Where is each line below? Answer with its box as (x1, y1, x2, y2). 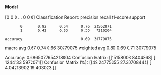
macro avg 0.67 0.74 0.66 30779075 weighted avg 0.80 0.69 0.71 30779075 (5, 45, 157, 51)
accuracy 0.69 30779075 (5, 37, 112, 42)
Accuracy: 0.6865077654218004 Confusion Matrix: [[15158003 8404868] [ (5, 55, 156, 60)
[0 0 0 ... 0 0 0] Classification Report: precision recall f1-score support (5, 15, 145, 20)
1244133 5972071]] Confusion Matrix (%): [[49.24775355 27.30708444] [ (5, 60, 151, 65)
